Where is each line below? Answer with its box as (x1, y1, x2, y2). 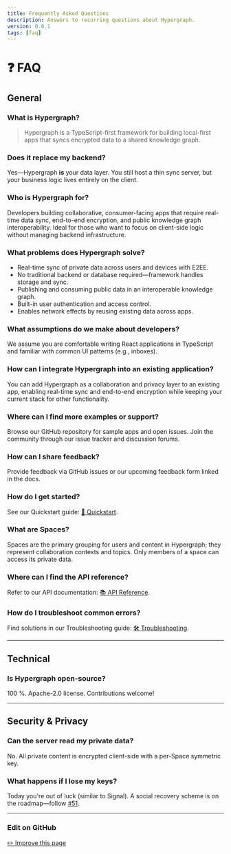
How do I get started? (7, 492, 80, 502)
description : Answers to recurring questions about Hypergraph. (7, 17, 195, 23)
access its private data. (7, 555, 74, 563)
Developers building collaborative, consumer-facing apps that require (7, 208, 204, 217)
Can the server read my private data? (7, 736, 134, 746)
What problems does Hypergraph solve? (7, 248, 146, 257)
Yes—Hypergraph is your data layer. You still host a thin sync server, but (7, 168, 212, 177)
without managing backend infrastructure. (7, 230, 126, 239)
